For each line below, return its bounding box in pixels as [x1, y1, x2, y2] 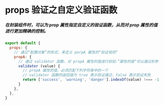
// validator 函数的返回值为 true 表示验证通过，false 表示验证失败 [23, 73, 151, 78]
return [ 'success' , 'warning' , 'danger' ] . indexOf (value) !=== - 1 [23, 77, 160, 82]
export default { [5, 41, 41, 46]
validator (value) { [18, 63, 60, 69]
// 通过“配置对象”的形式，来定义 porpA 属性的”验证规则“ [14, 50, 118, 54]
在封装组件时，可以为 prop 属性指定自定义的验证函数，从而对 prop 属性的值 [5, 22, 158, 27]
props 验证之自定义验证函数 [5, 4, 118, 16]
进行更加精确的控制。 [5, 28, 48, 34]
